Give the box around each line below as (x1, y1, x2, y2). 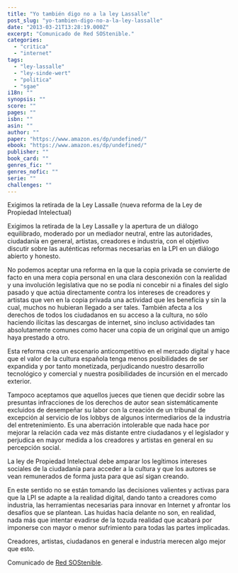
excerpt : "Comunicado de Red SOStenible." (7, 30, 135, 37)
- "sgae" (13, 83, 40, 90)
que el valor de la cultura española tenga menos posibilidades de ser (7, 354, 208, 363)
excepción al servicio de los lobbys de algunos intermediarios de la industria (7, 413, 231, 422)
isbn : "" (7, 115, 33, 122)
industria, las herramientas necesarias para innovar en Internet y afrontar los (7, 501, 231, 509)
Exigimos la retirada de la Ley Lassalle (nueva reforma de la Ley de (7, 201, 203, 209)
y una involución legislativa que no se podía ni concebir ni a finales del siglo (7, 281, 229, 289)
